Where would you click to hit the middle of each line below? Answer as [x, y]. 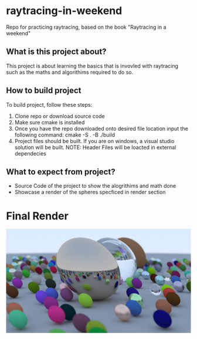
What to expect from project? [61, 172]
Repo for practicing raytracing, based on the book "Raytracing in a [86, 27]
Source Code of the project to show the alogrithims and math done [95, 186]
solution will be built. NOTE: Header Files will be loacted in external [95, 147]
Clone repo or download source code [60, 116]
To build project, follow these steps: [49, 104]
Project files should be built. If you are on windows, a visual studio [94, 141]
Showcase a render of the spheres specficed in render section [90, 192]
